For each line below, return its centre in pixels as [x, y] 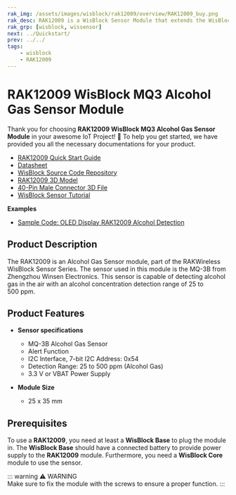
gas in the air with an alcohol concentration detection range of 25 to [105, 284]
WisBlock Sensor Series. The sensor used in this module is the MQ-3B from [117, 269]
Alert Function [48, 351]
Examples [22, 208]
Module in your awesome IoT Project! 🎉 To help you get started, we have [112, 136]
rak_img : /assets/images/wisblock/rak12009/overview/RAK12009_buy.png [113, 14]
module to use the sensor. [45, 463]
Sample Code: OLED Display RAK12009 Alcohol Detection [101, 222]
